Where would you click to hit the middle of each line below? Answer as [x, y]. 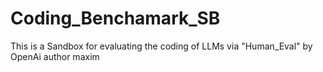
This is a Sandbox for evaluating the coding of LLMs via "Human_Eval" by [161, 46]
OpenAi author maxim [55, 56]
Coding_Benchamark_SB [115, 18]
